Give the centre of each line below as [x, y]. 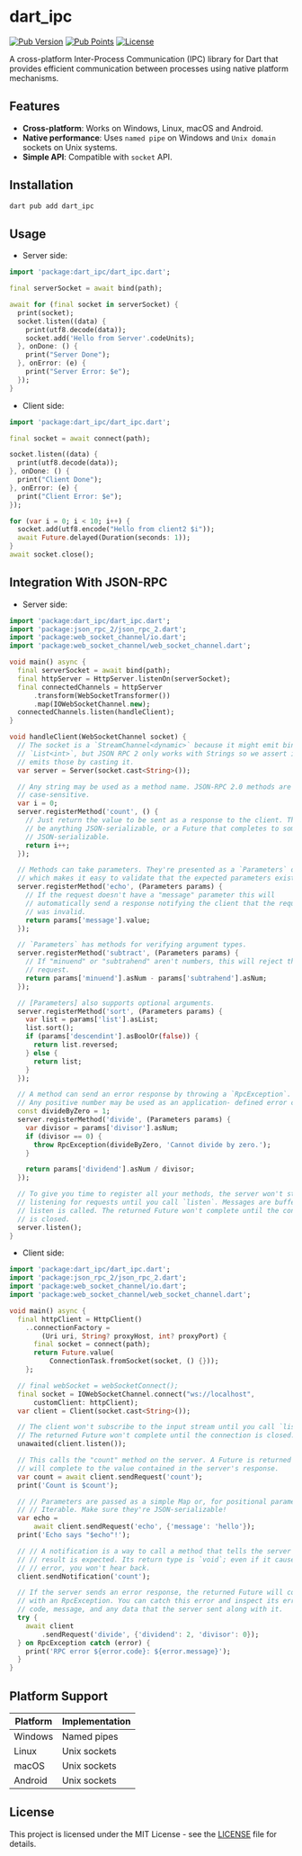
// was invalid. [56, 911]
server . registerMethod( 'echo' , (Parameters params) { [120, 887]
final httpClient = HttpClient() [80, 1319]
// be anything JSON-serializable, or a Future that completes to [152, 828]
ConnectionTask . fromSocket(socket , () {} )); [134, 1362]
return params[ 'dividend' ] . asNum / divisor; [110, 1169]
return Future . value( [74, 1353]
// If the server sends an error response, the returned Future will [150, 1593]
